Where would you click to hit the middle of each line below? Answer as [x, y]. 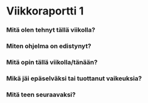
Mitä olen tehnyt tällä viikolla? [51, 30]
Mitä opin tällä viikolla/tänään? [52, 62]
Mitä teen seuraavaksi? [41, 95]
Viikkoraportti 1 [45, 11]
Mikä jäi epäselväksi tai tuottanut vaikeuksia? [74, 78]
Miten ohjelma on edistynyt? [49, 46]
